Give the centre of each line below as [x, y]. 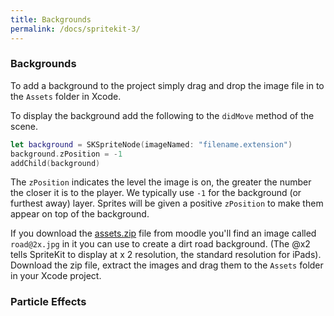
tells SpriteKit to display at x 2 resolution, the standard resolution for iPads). [166, 255]
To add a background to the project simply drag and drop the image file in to [167, 85]
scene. [24, 126]
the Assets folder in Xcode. [66, 96]
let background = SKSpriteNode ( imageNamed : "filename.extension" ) [151, 144]
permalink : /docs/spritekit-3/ [75, 29]
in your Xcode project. [56, 276]
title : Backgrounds [51, 19]
